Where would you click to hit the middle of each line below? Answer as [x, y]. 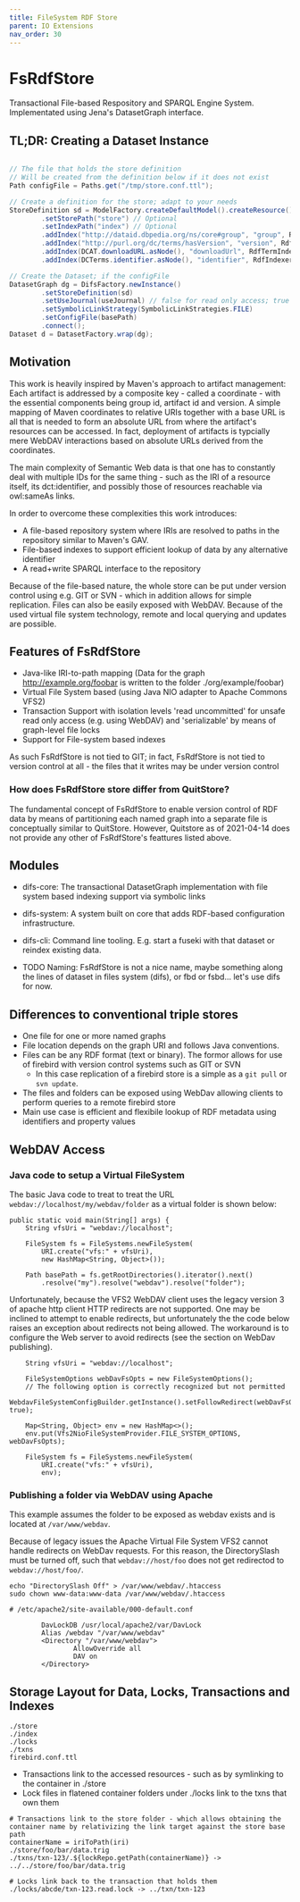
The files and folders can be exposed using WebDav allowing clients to [153, 1093]
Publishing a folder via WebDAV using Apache [111, 1495]
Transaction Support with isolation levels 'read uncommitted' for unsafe [154, 711]
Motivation [40, 362]
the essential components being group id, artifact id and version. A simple [145, 402]
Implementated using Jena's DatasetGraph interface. [106, 113]
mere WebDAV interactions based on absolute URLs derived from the [136, 440]
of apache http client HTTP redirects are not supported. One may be [135, 1309]
